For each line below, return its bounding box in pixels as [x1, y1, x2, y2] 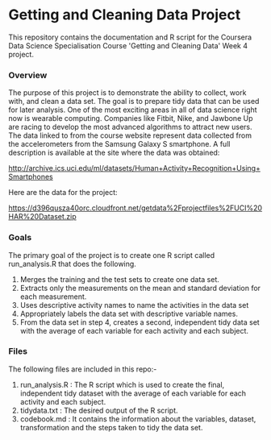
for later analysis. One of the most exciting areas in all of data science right [8, 105, 257, 114]
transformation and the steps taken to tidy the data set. [19, 422, 203, 432]
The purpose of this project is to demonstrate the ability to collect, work [8, 88, 247, 98]
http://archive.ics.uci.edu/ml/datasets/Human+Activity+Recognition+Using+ [8, 164, 261, 173]
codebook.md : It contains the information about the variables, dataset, [19, 413, 256, 424]
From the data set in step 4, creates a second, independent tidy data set [19, 317, 260, 327]
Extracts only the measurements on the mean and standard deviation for [19, 283, 261, 293]
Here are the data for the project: [8, 188, 119, 197]
